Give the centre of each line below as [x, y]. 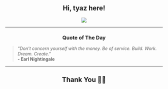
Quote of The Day [84, 37]
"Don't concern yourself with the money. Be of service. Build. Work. [87, 48]
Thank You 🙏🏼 [84, 79]
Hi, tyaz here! [84, 8]
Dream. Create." [34, 54]
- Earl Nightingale [36, 59]
